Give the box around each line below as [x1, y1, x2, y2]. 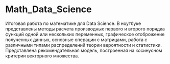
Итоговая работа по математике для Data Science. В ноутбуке [5, 20, 141, 26]
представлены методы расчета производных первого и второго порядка [5, 25, 165, 31]
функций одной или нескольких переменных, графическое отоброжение [5, 31, 165, 37]
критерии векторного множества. [5, 52, 79, 59]
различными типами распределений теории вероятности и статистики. [5, 42, 162, 48]
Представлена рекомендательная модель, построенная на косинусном [5, 47, 162, 53]
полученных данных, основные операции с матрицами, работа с [5, 37, 148, 43]
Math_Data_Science [5, 4, 92, 15]
